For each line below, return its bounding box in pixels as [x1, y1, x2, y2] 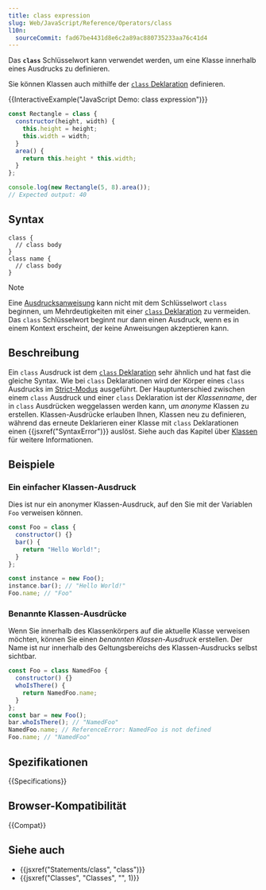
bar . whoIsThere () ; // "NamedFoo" [8, 719, 119, 726]
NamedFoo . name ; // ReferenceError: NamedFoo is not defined [8, 726, 212, 734]
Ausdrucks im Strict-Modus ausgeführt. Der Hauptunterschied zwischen [8, 384, 245, 394]
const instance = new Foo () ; [8, 575, 105, 583]
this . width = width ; [22, 132, 91, 140]
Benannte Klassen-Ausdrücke [8, 608, 127, 619]
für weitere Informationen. [8, 434, 94, 445]
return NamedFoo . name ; [22, 688, 98, 697]
